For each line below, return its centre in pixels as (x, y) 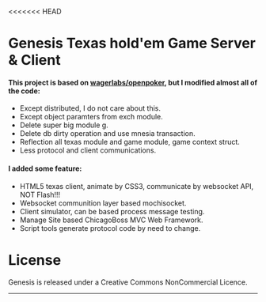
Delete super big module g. (64, 125)
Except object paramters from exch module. (91, 117)
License (35, 260)
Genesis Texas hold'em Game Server (132, 43)
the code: (25, 91)
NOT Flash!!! (40, 194)
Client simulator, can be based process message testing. (112, 211)
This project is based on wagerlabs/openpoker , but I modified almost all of (133, 82)
